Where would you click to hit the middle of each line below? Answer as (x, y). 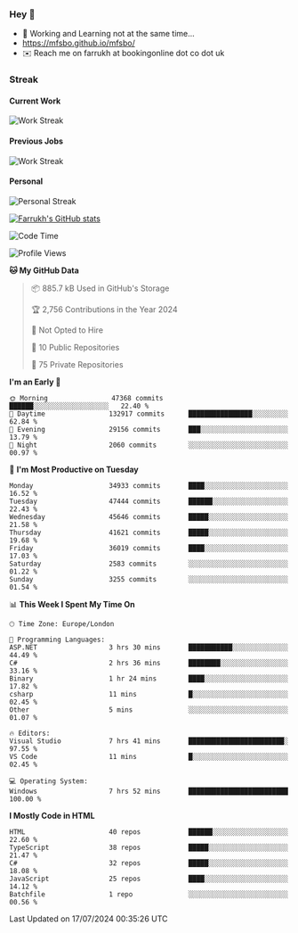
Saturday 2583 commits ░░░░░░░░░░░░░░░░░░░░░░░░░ (149, 564)
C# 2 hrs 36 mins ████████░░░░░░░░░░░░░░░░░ (149, 663)
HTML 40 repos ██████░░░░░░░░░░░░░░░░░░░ (149, 832)
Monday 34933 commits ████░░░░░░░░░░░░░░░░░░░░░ (149, 485)
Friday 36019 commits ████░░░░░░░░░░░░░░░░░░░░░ (149, 548)
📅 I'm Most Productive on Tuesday (74, 469)
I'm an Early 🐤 (35, 382)
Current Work (35, 101)
